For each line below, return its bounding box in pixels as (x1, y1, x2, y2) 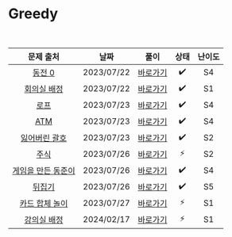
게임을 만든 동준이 (12, 166, 75, 177)
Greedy (8, 5, 58, 23)
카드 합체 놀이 (19, 198, 68, 209)
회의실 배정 (24, 84, 64, 95)
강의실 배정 (24, 215, 64, 226)
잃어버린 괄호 (20, 132, 68, 143)
